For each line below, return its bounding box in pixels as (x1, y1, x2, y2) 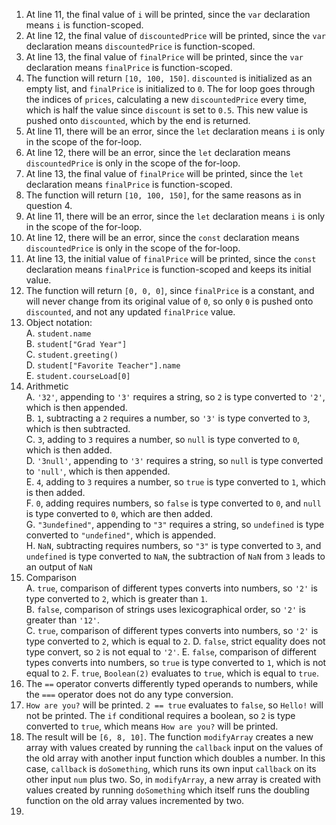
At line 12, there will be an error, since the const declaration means (25, 232, 300, 243)
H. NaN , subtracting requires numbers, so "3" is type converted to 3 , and (25, 540, 322, 551)
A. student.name (25, 327, 92, 339)
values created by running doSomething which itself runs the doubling (25, 784, 310, 796)
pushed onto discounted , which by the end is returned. (25, 115, 251, 126)
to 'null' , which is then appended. (25, 465, 171, 477)
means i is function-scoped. (25, 19, 144, 31)
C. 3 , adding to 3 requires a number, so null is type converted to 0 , (25, 434, 301, 445)
